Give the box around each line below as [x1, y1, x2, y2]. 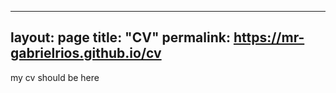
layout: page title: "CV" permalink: [10, 29, 231, 46]
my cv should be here [10, 71, 100, 83]
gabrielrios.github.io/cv [10, 45, 162, 62]
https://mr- [233, 29, 305, 46]
